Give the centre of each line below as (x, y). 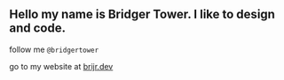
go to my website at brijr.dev (61, 66)
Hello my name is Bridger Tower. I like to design (142, 15)
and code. (38, 29)
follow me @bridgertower (54, 49)
